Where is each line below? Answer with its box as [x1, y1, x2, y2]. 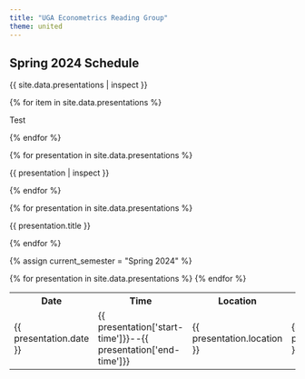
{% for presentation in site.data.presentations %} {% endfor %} [9, 274, 247, 284]
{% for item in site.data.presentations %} [9, 97, 162, 108]
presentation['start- [98, 321, 184, 334]
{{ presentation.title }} [9, 220, 91, 232]
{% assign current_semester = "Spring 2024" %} [9, 255, 192, 266]
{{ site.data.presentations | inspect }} [9, 79, 148, 91]
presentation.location [192, 333, 283, 345]
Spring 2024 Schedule [9, 55, 140, 71]
